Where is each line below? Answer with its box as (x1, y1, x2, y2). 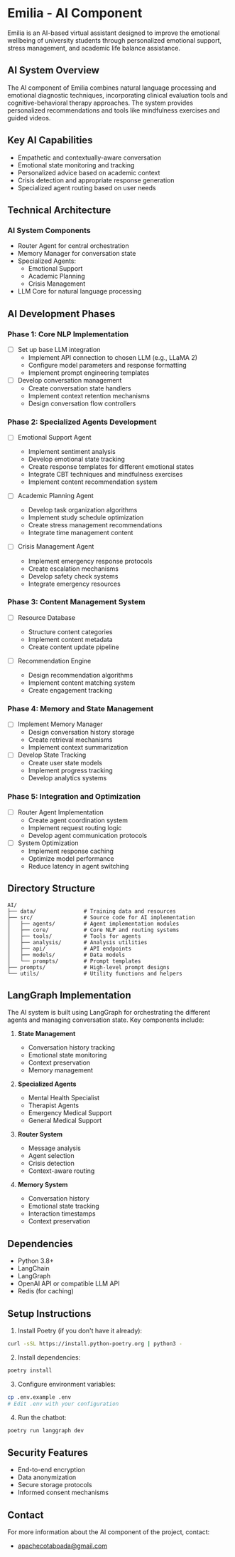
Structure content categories (28, 627, 113, 636)
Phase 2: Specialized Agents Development (7, 417, 158, 427)
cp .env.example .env (7, 1393, 72, 1401)
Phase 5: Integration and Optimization (7, 792, 141, 802)
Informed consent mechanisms (17, 1488, 109, 1497)
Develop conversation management (17, 376, 122, 384)
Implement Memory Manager (17, 720, 103, 728)
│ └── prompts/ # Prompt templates (7, 957, 141, 965)
